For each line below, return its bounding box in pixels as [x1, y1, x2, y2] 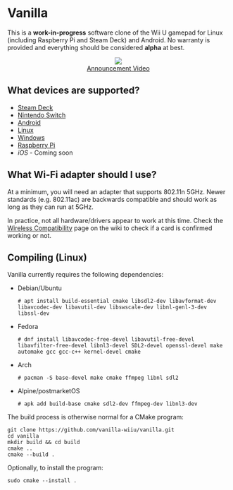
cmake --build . [7, 451, 55, 458]
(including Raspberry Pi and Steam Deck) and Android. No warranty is [7, 35, 210, 44]
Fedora [17, 323, 39, 331]
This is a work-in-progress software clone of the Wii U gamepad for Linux [7, 28, 223, 37]
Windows [17, 133, 45, 142]
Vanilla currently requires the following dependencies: [7, 270, 164, 279]
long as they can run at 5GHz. [7, 203, 94, 211]
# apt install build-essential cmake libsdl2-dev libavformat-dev [17, 298, 217, 305]
